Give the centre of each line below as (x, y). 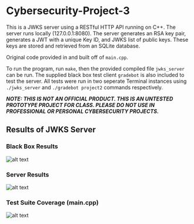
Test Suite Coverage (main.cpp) (52, 202)
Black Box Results (32, 146)
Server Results (28, 175)
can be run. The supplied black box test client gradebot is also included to (95, 75)
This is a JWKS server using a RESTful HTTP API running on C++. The (91, 27)
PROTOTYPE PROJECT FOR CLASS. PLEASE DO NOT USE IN (80, 105)
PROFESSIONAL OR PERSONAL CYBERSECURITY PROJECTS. (83, 111)
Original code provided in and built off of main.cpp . (67, 57)
